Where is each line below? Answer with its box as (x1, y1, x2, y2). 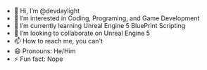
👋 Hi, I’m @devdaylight (13, 7, 80, 15)
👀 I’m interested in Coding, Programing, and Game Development (13, 14, 200, 22)
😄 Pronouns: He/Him (13, 47, 76, 55)
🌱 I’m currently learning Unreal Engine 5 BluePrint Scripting (13, 22, 186, 29)
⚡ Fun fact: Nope (13, 55, 63, 63)
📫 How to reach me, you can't (13, 37, 103, 45)
